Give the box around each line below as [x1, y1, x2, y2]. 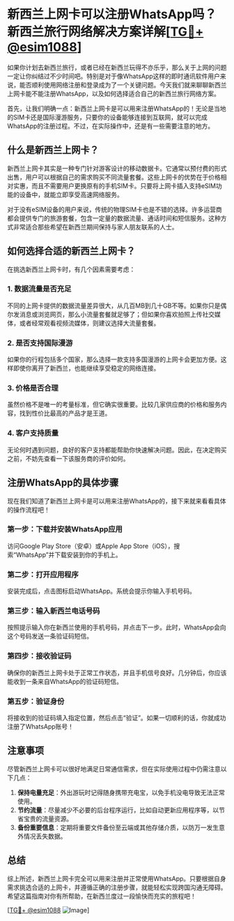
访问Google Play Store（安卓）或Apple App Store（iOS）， [7, 541, 174, 550]
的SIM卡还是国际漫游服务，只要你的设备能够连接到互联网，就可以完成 [7, 113, 208, 121]
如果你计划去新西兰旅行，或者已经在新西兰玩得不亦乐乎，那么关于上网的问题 [7, 63, 227, 71]
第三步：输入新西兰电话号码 [7, 606, 100, 616]
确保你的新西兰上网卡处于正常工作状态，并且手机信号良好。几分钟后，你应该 [7, 669, 227, 677]
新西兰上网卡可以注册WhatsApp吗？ [7, 6, 217, 22]
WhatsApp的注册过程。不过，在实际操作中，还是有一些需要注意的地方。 [7, 122, 214, 130]
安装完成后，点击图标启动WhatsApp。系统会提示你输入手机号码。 [7, 587, 196, 595]
